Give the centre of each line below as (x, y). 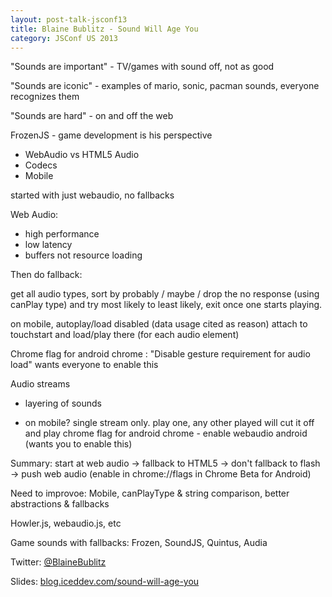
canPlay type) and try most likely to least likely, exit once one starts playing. (166, 305)
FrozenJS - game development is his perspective (111, 135)
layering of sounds (63, 403)
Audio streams (40, 384)
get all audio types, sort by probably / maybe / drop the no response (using (165, 294)
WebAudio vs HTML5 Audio (82, 155)
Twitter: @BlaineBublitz (58, 562)
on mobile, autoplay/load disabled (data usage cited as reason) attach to (159, 324)
